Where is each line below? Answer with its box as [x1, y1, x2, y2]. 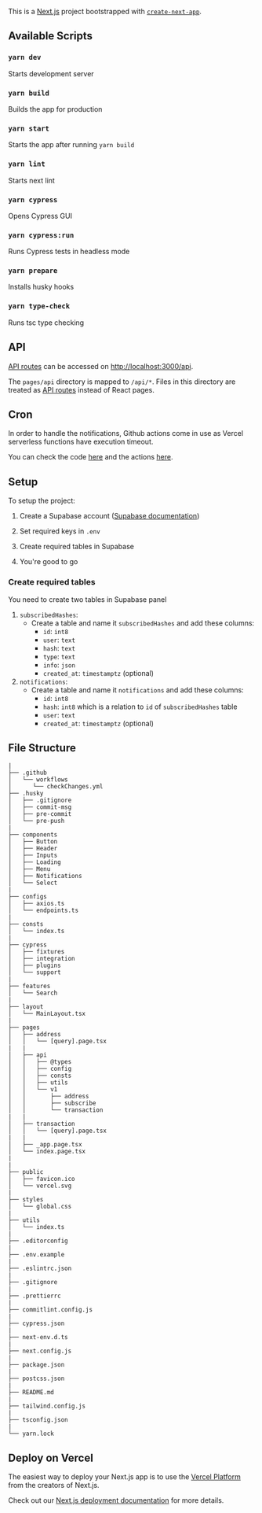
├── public [8, 1168, 44, 1176]
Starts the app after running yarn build [8, 140, 135, 149]
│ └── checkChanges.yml [8, 783, 104, 791]
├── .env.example [8, 1251, 65, 1259]
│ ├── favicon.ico [8, 1175, 76, 1183]
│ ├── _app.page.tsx [8, 1141, 82, 1149]
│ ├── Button [8, 838, 58, 846]
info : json [42, 660, 76, 670]
